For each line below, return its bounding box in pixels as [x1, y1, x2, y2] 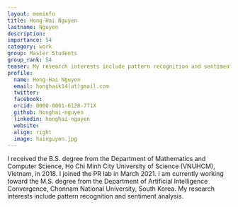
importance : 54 [7, 37, 52, 44]
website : [13, 122, 40, 129]
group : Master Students [7, 50, 78, 57]
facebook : [13, 96, 42, 103]
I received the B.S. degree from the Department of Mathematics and [7, 155, 206, 163]
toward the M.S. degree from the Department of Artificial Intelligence [7, 177, 208, 186]
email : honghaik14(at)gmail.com [13, 83, 110, 90]
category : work [7, 43, 52, 50]
